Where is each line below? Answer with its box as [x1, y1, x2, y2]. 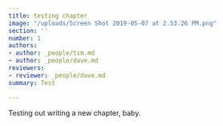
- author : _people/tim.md [8, 49, 95, 57]
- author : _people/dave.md [8, 57, 99, 65]
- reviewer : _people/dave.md [8, 71, 106, 79]
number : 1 [8, 34, 42, 43]
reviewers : [8, 64, 45, 72]
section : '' [8, 26, 48, 35]
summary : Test [8, 79, 56, 87]
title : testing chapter [8, 11, 88, 20]
